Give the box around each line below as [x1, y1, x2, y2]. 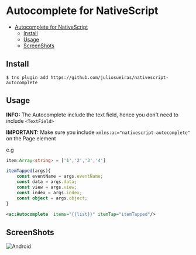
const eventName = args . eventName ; [16, 174, 104, 180]
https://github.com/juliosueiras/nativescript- [50, 74, 169, 80]
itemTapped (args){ [6, 168, 51, 174]
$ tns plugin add [6, 74, 49, 80]
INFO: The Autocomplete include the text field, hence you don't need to [6, 111, 178, 118]
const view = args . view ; [16, 184, 77, 191]
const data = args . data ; [16, 179, 77, 185]
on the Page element [6, 135, 57, 142]
